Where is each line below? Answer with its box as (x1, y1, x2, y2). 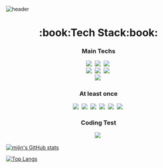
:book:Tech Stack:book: (39, 26, 158, 39)
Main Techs (81, 47, 116, 55)
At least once (79, 90, 118, 98)
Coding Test (81, 118, 116, 126)
